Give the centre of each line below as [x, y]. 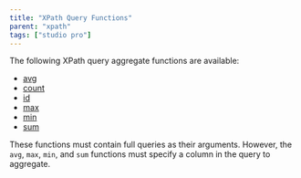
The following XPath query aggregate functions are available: [125, 61]
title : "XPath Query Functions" [71, 18]
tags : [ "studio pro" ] [51, 35]
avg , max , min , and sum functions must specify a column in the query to [140, 154]
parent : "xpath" [40, 26]
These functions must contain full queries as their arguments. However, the [151, 145]
